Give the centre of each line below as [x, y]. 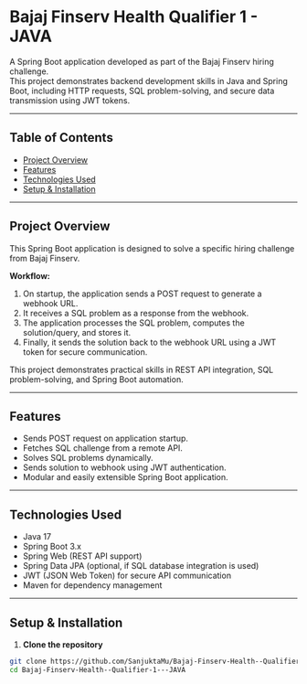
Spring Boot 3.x [52, 547]
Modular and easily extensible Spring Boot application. [125, 477]
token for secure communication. [85, 352]
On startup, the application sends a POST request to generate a [142, 294]
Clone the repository [63, 645]
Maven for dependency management [92, 585]
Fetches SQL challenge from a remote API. [102, 448]
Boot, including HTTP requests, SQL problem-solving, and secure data [142, 91]
